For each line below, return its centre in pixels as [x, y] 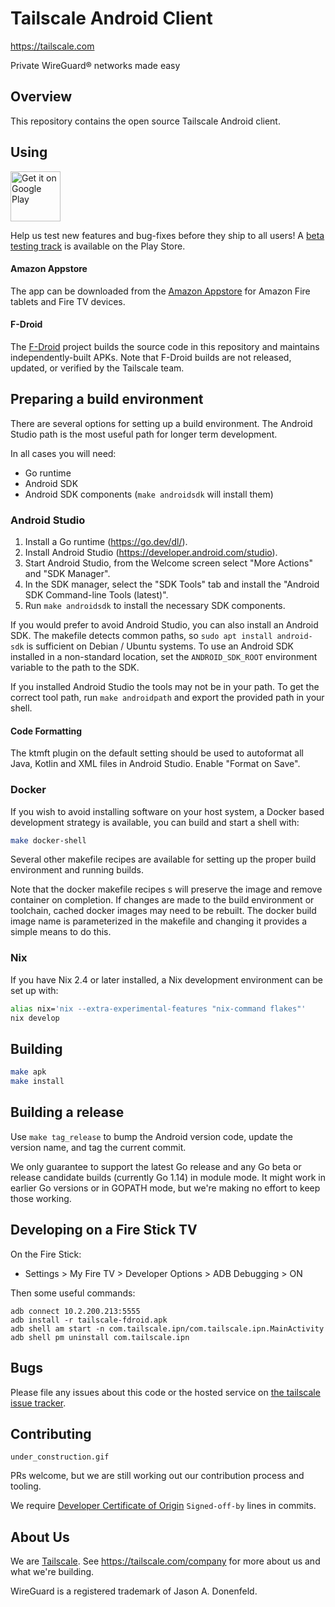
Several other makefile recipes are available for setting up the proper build [163, 859]
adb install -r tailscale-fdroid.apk [89, 1320]
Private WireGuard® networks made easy [95, 65]
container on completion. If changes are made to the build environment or [162, 900]
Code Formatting [46, 731]
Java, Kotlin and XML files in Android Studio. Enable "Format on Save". [155, 764]
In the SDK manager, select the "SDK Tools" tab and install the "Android [172, 584]
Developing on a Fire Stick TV [104, 1230]
